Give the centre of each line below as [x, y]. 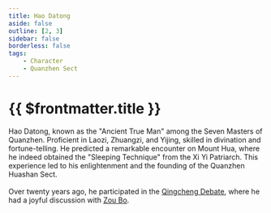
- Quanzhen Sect [51, 69]
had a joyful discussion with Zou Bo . [69, 200]
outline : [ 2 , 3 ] [36, 31]
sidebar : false [34, 38]
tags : [17, 53]
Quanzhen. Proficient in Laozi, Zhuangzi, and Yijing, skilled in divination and [135, 139]
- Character [43, 62]
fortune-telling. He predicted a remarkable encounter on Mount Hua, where [134, 148]
